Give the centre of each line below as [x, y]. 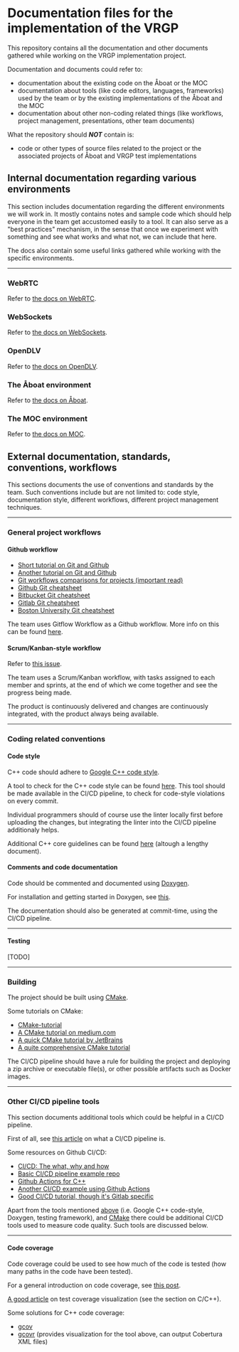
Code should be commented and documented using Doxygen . [99, 883]
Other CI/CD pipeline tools [53, 1102]
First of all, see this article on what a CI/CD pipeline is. [86, 1138]
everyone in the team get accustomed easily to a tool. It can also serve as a [118, 221]
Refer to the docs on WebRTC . [52, 299]
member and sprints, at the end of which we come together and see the [113, 685]
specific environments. [41, 258]
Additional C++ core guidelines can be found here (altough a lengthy [108, 843]
